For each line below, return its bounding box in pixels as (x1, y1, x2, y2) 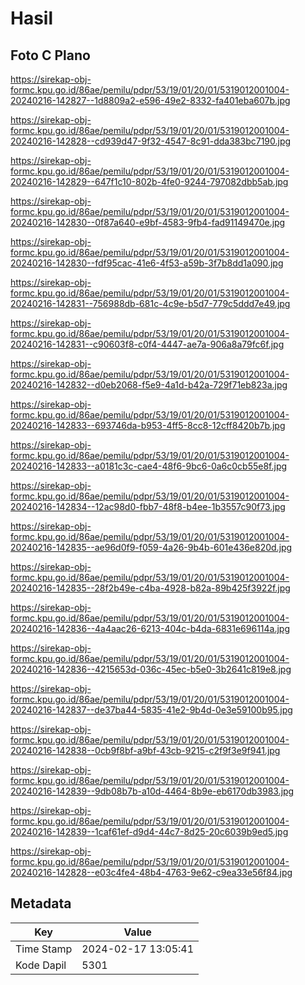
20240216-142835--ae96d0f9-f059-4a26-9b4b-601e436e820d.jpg (10, 542, 293, 553)
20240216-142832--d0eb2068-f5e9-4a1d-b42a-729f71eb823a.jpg (10, 379, 288, 391)
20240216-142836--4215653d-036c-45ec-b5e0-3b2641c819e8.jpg (10, 663, 292, 675)
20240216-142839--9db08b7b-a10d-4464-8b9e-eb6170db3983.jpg (10, 785, 295, 797)
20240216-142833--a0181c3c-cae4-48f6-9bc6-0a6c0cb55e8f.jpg (10, 460, 288, 472)
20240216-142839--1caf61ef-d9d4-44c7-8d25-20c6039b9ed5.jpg (10, 826, 289, 837)
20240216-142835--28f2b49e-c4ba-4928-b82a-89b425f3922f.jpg (10, 582, 291, 594)
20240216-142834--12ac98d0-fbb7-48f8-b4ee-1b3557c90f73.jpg (10, 501, 286, 512)
